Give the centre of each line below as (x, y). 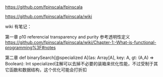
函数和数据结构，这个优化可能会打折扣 (48, 70)
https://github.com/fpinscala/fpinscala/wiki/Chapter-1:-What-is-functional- (81, 42)
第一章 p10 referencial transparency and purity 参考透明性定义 (68, 37)
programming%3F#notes (30, 48)
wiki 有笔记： (18, 27)
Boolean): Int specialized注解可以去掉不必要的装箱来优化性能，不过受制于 (79, 64)
